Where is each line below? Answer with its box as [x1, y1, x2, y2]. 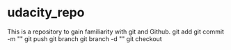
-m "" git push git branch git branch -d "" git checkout [7, 34, 162, 42]
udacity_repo [7, 5, 85, 21]
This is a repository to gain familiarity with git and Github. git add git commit [7, 27, 225, 36]
